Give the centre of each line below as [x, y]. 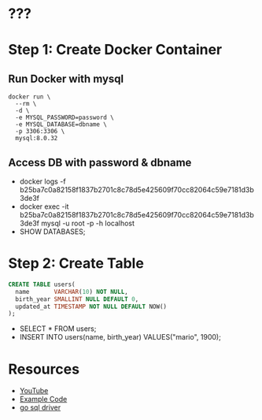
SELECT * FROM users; [58, 329]
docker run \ [30, 97]
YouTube [34, 391]
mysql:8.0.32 [37, 139]
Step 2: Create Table [76, 264]
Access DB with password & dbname [100, 162]
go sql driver [40, 407]
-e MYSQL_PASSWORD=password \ [65, 118]
